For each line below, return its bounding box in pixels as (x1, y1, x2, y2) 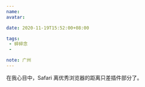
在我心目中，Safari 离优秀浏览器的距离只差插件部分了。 (6, 74, 143, 81)
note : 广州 (6, 57, 32, 63)
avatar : (6, 14, 26, 20)
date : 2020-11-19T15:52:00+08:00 (6, 25, 90, 31)
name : (6, 8, 20, 15)
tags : (6, 36, 20, 41)
